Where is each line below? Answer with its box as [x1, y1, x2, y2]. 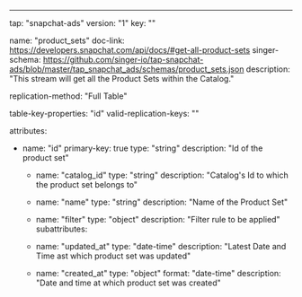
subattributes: [35, 223, 88, 234]
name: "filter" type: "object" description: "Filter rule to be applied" [35, 214, 280, 224]
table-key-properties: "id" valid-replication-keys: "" [9, 109, 200, 118]
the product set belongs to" [35, 179, 138, 189]
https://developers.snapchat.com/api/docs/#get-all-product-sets [9, 45, 251, 55]
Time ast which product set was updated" [35, 250, 191, 261]
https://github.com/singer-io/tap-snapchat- [42, 55, 204, 65]
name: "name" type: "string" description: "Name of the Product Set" [35, 197, 289, 207]
